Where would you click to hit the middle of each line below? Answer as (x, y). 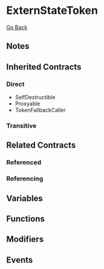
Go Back (17, 27)
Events (20, 260)
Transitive (21, 126)
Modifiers (25, 239)
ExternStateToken (52, 11)
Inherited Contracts (44, 67)
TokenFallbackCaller (41, 110)
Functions (26, 219)
